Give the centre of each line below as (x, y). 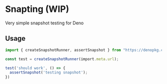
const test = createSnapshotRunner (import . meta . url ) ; (62, 59)
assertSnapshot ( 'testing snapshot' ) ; (49, 73)
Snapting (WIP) (37, 9)
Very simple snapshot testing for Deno (44, 23)
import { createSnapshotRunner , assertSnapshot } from (63, 50)
